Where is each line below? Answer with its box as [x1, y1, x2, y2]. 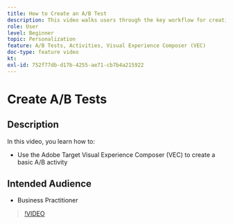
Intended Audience [7, 178, 92, 190]
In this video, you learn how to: [7, 137, 96, 145]
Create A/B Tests [7, 91, 107, 107]
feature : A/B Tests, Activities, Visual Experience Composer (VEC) [7, 42, 207, 49]
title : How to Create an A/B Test [7, 10, 107, 17]
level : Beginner [7, 29, 54, 37]
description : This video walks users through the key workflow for [7, 17, 207, 24]
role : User [7, 23, 39, 30]
